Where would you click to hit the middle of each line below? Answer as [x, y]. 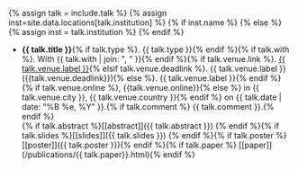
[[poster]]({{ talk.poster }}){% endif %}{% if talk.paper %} [129, 145]
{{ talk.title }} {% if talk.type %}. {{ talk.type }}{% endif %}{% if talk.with [155, 49]
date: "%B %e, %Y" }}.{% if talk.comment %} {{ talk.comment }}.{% [148, 107]
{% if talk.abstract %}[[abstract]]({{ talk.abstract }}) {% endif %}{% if [150, 126]
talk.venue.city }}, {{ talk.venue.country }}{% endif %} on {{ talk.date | [152, 97]
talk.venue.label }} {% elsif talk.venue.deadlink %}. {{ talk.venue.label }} [154, 68]
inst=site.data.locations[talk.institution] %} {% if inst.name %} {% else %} [145, 22]
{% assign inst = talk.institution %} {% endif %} [96, 32]
